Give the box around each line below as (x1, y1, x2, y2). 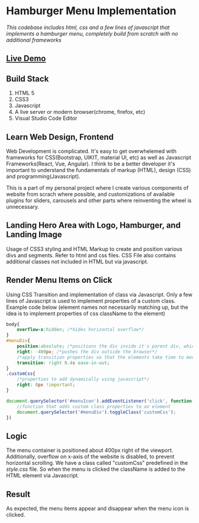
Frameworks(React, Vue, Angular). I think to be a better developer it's (6, 160, 176, 167)
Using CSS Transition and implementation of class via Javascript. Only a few (6, 291, 192, 298)
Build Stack (6, 74, 49, 84)
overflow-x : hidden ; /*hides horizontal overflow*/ (17, 327, 145, 333)
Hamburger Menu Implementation (6, 4, 176, 18)
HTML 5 (14, 90, 35, 97)
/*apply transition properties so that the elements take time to (17, 354, 184, 360)
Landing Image (6, 229, 62, 240)
